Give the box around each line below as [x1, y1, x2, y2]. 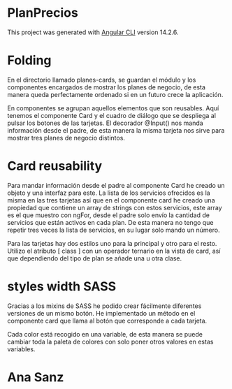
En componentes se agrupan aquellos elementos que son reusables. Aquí [7, 103, 219, 112]
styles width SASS [7, 279, 117, 294]
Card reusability [7, 159, 103, 174]
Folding [7, 52, 52, 68]
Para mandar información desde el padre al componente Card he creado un [7, 181, 225, 189]
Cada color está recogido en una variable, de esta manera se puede [7, 330, 203, 338]
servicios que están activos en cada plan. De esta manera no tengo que [7, 218, 214, 226]
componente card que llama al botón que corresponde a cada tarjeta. [7, 316, 208, 325]
